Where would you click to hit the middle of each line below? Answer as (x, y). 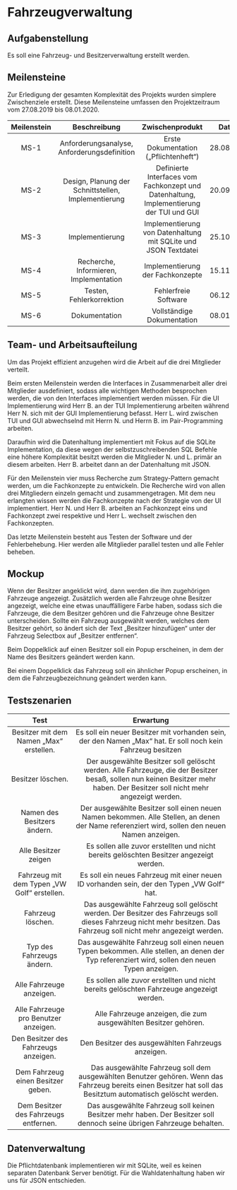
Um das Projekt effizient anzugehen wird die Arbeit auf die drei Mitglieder (114, 362)
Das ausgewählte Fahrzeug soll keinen (151, 1106)
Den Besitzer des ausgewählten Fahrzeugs (151, 1043)
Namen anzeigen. (151, 835)
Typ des (40, 947)
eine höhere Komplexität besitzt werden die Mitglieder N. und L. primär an (115, 457)
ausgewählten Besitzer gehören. (151, 1023)
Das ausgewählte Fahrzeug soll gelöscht (151, 905)
